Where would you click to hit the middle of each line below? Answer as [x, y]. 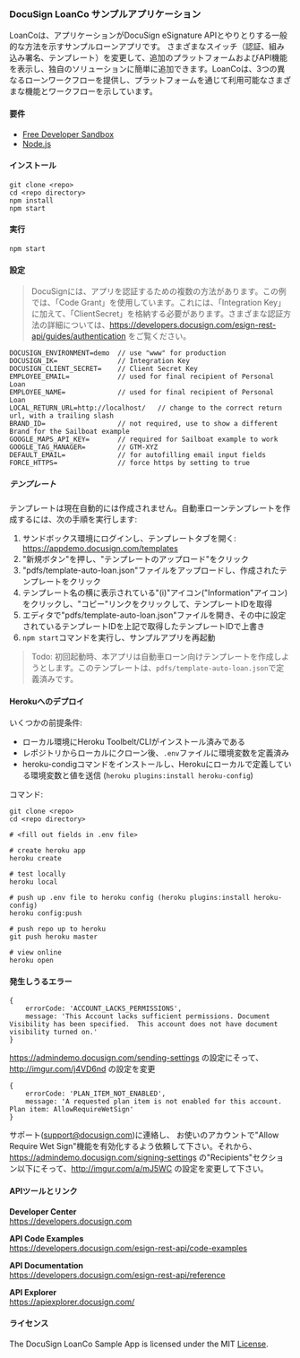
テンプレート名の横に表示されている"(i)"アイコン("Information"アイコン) [155, 593]
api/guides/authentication [79, 336]
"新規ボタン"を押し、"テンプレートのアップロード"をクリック [135, 559]
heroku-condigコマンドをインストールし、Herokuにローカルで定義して [153, 765]
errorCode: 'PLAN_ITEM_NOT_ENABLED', [96, 1094]
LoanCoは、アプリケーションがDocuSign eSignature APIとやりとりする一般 [149, 35]
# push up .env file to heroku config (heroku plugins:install [130, 898]
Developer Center [43, 1211]
